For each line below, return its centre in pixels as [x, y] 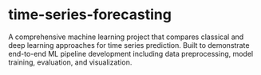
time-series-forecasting [90, 15]
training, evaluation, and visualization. [70, 62]
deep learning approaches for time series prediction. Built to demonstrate [129, 45]
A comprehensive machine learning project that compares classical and [126, 37]
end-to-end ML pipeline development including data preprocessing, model [131, 53]
